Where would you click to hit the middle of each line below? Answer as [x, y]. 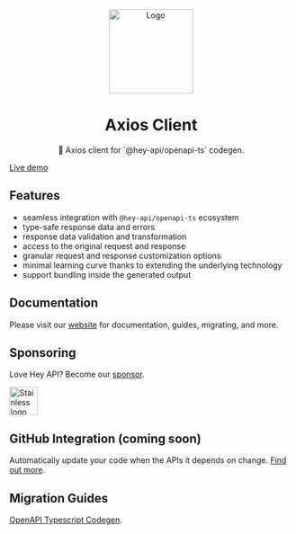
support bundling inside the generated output [107, 274]
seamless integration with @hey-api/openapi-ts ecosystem [131, 217]
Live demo [29, 167]
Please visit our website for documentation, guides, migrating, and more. [144, 325]
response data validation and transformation [104, 236]
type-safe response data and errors [89, 227]
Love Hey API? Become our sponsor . [77, 374]
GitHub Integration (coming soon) [105, 438]
